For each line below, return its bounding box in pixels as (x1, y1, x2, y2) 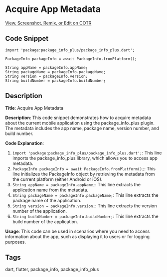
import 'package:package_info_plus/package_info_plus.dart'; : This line (12, 149, 162, 155)
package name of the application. (12, 197, 82, 203)
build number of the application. (12, 218, 78, 225)
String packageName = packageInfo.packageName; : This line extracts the (12, 192, 159, 198)
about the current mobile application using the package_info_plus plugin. (5, 120, 155, 126)
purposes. (5, 239, 26, 245)
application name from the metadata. (12, 187, 89, 193)
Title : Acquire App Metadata (5, 105, 64, 111)
